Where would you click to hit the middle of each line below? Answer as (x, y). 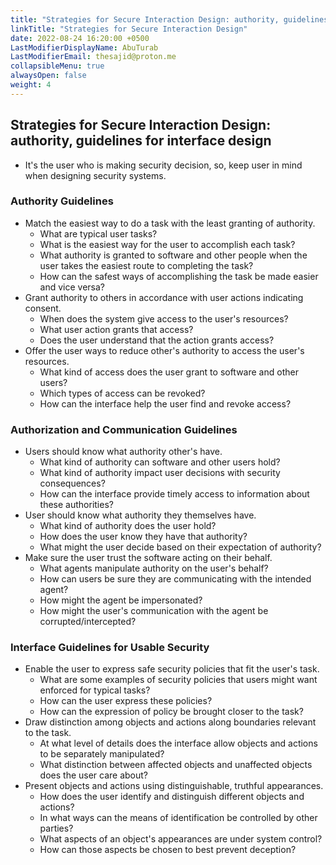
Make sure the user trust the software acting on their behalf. (148, 558)
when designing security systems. (95, 175)
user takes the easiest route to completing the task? (146, 265)
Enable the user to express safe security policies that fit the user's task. (172, 669)
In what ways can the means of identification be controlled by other (178, 818)
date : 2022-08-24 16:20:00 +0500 (80, 38)
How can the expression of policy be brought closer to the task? (171, 712)
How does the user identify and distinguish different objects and (172, 797)
